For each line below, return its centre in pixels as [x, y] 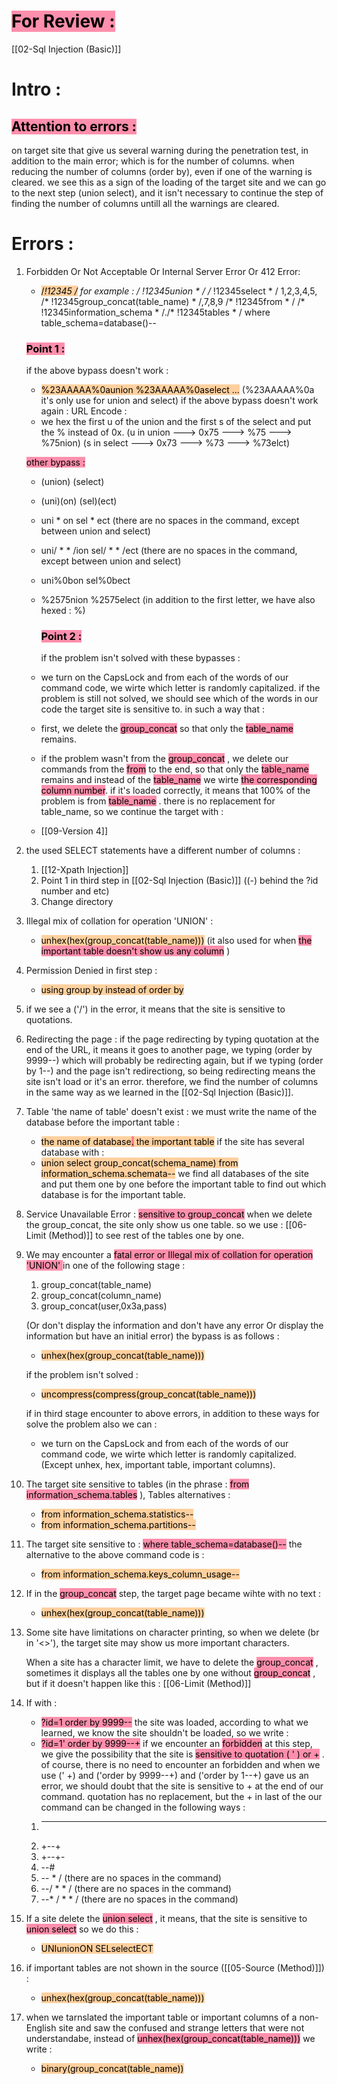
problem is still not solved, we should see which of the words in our [179, 699]
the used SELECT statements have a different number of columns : [163, 851]
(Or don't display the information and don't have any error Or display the [174, 1326]
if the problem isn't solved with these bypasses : [140, 658]
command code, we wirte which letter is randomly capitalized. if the [180, 688]
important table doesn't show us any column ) [135, 951]
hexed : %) [63, 611]
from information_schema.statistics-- [117, 1514]
